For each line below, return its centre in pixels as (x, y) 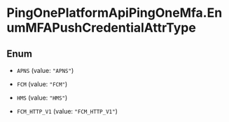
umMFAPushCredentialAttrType (102, 28)
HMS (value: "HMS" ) (42, 97)
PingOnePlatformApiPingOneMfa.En (114, 13)
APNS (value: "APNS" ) (45, 70)
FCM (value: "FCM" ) (42, 84)
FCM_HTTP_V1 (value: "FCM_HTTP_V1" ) (67, 111)
